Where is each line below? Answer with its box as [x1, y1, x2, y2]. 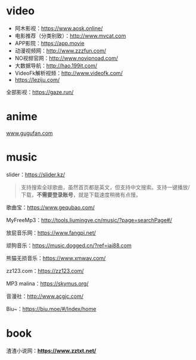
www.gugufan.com [6, 130, 53, 137]
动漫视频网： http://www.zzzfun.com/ [14, 47, 106, 54]
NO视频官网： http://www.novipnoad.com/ [14, 54, 118, 61]
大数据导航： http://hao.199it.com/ [14, 61, 98, 69]
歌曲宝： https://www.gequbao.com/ [6, 204, 95, 211]
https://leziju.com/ [14, 76, 60, 83]
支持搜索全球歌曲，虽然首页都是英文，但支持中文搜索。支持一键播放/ [20, 183, 190, 190]
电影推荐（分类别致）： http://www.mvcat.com [14, 32, 126, 39]
